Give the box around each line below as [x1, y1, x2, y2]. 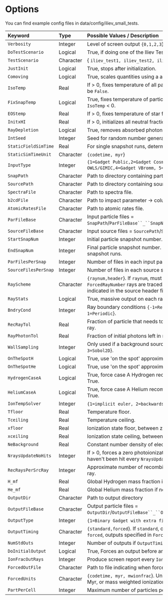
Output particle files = [87, 502, 138, 509]
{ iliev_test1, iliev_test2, [87, 57, 155, 64]
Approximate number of [87, 463, 143, 470]
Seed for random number [87, 135, 146, 142]
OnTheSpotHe [7, 364, 36, 370]
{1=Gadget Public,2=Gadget [87, 159, 151, 165]
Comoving [7, 74, 28, 79]
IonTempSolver [7, 401, 41, 406]
